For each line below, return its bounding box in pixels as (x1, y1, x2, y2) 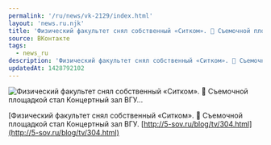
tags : (8, 42, 27, 50)
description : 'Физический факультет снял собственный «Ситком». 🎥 (8, 57, 236, 65)
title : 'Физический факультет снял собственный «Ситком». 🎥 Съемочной (8, 27, 251, 35)
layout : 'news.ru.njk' (8, 19, 85, 27)
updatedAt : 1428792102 (8, 64, 85, 72)
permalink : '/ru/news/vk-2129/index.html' (8, 11, 153, 20)
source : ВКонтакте (8, 34, 70, 43)
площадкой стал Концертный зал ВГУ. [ (8, 118, 144, 129)
